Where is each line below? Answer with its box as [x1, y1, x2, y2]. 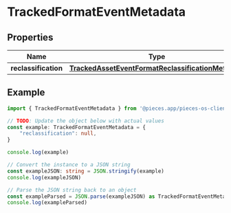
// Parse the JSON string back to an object [7, 186, 137, 193]
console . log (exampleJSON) [7, 174, 81, 181]
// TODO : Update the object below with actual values [7, 117, 165, 124]
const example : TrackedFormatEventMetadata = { [7, 124, 146, 131]
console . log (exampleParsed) [7, 199, 88, 206]
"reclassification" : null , [19, 130, 97, 137]
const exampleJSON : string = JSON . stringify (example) [7, 168, 165, 175]
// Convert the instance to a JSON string [7, 161, 131, 168]
